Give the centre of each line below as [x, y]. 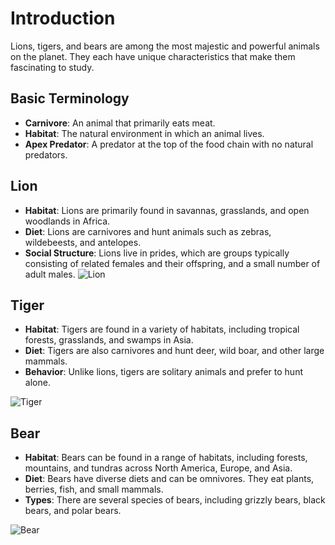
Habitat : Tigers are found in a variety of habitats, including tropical [162, 329]
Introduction [63, 18]
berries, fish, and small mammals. [94, 489]
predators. [46, 154]
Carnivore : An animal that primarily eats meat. [120, 123]
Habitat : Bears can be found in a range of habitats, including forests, [166, 458]
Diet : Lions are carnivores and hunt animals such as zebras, [148, 231]
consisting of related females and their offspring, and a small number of [172, 263]
